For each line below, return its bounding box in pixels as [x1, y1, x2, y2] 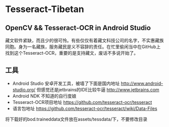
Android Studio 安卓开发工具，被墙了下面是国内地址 [12, 80, 120, 86]
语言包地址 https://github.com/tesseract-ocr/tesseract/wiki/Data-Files [12, 105, 157, 111]
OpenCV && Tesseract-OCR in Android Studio [5, 24, 151, 32]
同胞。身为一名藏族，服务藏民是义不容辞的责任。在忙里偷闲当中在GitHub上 [5, 44, 161, 50]
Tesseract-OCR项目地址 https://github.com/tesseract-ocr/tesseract [12, 99, 152, 105]
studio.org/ [12, 86, 36, 92]
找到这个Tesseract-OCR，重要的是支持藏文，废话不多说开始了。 [5, 50, 138, 56]
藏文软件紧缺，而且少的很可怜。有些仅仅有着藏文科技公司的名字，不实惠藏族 [5, 38, 164, 43]
